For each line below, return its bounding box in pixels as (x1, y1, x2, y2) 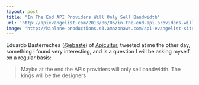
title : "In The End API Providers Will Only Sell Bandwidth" (6, 14, 161, 20)
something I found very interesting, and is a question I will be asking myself (6, 48, 190, 55)
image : (6, 25, 23, 32)
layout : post (6, 8, 38, 15)
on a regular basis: (6, 54, 52, 61)
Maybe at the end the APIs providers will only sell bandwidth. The (20, 66, 181, 73)
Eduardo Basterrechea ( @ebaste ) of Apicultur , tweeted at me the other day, (6, 42, 191, 49)
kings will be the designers (20, 72, 86, 79)
